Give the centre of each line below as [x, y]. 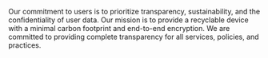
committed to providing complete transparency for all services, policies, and [134, 37]
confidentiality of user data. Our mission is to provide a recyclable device [129, 20]
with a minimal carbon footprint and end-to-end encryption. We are [119, 28]
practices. [25, 45]
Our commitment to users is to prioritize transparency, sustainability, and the [134, 12]
